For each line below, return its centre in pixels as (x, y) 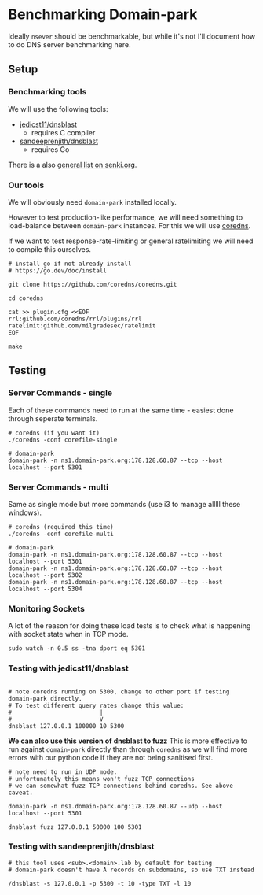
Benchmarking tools (47, 92)
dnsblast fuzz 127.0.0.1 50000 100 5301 (75, 827)
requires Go (50, 149)
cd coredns (26, 298)
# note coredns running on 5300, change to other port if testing (119, 692)
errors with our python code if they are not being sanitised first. (111, 757)
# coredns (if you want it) (54, 433)
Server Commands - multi (58, 487)
